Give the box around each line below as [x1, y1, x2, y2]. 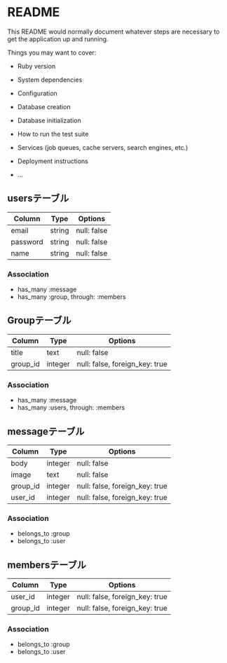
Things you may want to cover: [7, 48, 97, 57]
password [11, 237, 43, 246]
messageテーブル [7, 425, 85, 438]
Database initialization [17, 116, 82, 125]
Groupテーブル [7, 314, 71, 326]
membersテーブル [7, 559, 86, 571]
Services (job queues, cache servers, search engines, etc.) [17, 143, 188, 151]
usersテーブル [7, 193, 69, 204]
